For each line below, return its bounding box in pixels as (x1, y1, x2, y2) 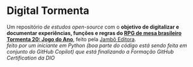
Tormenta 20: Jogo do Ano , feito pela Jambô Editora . (6, 36, 136, 43)
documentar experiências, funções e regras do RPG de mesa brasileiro (6, 29, 182, 36)
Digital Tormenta (6, 4, 89, 17)
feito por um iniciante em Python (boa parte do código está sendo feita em (6, 42, 188, 49)
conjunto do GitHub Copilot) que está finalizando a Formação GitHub (6, 48, 174, 55)
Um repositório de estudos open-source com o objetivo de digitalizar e (6, 23, 180, 30)
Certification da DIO (6, 54, 55, 61)
